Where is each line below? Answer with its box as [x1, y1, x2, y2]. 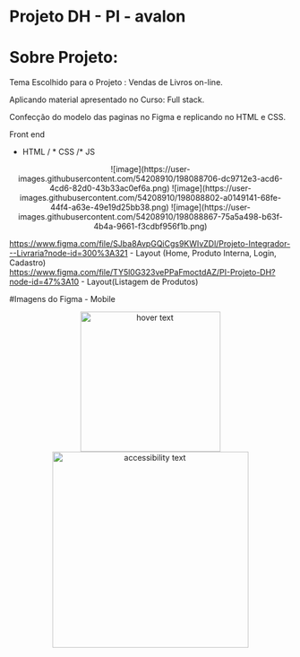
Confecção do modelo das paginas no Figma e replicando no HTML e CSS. [9, 112, 287, 123]
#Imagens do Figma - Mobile [9, 294, 116, 305]
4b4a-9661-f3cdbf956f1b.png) [93, 221, 208, 232]
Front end [9, 129, 46, 140]
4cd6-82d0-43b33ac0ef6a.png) [48, 183, 170, 194]
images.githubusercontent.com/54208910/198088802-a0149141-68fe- [19, 193, 282, 203]
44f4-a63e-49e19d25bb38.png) [50, 202, 169, 212]
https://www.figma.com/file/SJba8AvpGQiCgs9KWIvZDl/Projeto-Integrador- [9, 238, 291, 249]
